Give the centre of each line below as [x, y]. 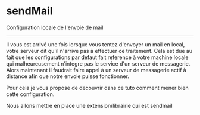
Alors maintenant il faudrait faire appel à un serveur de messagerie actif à [96, 70]
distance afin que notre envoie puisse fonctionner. [68, 76]
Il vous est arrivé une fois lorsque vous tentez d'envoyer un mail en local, [96, 44]
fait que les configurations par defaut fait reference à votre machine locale [97, 57]
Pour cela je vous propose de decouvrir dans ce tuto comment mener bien [97, 88]
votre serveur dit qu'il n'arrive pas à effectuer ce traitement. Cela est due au [99, 51]
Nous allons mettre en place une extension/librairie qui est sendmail [89, 105]
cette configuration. [30, 94]
